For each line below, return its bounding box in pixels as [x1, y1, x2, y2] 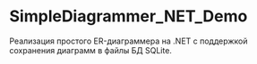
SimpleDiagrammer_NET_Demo [9, 6, 248, 27]
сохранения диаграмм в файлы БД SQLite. [9, 44, 173, 55]
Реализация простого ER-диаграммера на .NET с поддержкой [9, 36, 248, 46]
